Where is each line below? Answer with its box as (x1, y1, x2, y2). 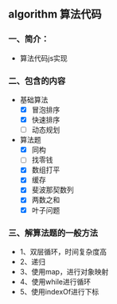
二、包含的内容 (8, 75, 66, 86)
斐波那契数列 (31, 185, 74, 194)
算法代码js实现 (19, 53, 68, 62)
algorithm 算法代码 (8, 7, 102, 22)
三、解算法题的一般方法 (8, 227, 98, 238)
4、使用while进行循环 (19, 277, 92, 286)
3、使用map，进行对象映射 (19, 266, 109, 276)
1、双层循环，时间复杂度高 (19, 246, 107, 256)
